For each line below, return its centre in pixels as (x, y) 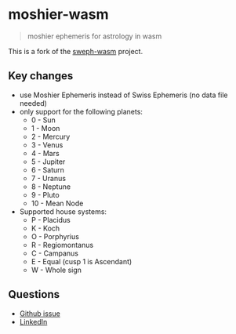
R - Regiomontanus (62, 245)
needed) (33, 103)
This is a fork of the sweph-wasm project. (76, 51)
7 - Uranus (49, 178)
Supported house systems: (63, 211)
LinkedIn (33, 321)
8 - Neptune (51, 187)
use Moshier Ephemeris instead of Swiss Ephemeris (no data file (123, 95)
